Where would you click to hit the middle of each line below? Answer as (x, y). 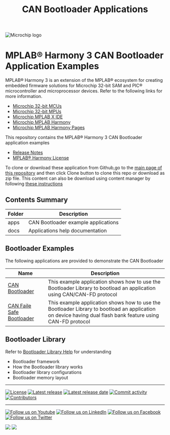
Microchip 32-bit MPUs (37, 112)
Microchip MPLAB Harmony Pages (49, 128)
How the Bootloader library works (48, 367)
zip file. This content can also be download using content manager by (78, 178)
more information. (24, 96)
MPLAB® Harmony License (41, 158)
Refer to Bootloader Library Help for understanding (58, 352)
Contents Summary (37, 200)
